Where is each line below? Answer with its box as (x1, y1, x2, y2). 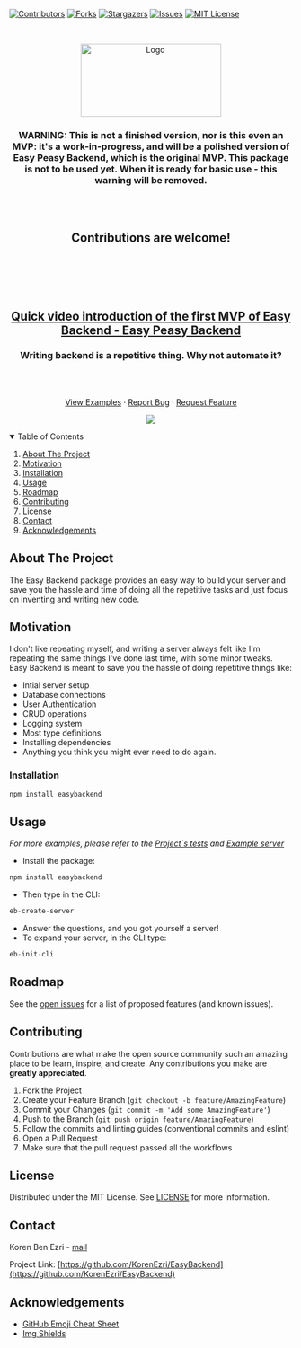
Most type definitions (22, 727, 102, 738)
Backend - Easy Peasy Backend (61, 322, 241, 338)
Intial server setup (22, 680, 90, 691)
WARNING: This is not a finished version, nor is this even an (18, 128, 284, 141)
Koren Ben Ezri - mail (9, 1242, 88, 1253)
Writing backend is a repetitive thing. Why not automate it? (20, 349, 282, 362)
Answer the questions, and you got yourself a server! (22, 923, 219, 934)
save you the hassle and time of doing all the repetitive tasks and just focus (9, 584, 288, 595)
